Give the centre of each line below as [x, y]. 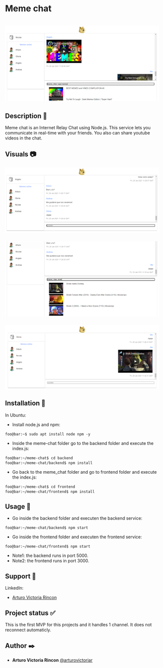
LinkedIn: [14, 588]
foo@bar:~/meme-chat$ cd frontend [40, 487]
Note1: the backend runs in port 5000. [50, 555]
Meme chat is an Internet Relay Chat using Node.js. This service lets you [78, 128]
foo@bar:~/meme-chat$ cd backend [39, 458]
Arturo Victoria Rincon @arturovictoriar [52, 660]
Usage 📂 [18, 506]
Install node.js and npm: [36, 424]
